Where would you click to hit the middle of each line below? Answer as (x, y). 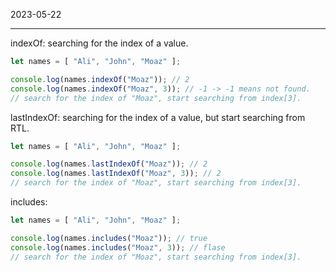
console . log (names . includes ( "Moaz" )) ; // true (109, 238)
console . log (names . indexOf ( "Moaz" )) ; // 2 (100, 79)
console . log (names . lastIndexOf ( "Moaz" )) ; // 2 (109, 164)
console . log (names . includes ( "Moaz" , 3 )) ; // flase (118, 247)
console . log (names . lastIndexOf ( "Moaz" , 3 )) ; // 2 (116, 174)
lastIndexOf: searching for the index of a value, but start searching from (158, 117)
